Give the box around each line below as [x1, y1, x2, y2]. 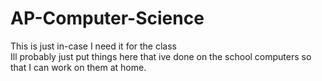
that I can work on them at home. [10, 61, 147, 73]
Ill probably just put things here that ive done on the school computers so [10, 50, 312, 62]
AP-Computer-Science [10, 7, 205, 30]
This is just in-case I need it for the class [10, 40, 177, 52]
